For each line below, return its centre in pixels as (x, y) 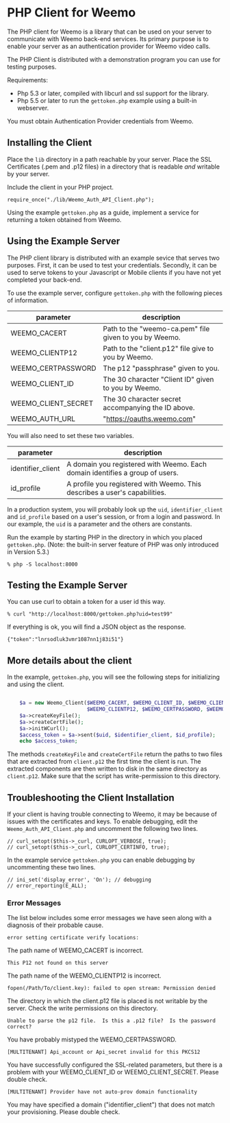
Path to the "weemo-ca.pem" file (156, 328)
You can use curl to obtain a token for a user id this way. (86, 602)
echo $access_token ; (49, 741)
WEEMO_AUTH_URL (43, 418)
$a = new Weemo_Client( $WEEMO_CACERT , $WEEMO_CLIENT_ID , (102, 703)
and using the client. (36, 684)
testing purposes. (32, 67)
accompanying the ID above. (149, 407)
